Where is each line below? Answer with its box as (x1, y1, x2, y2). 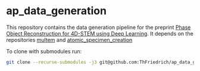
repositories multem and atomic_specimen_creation (6, 36, 133, 43)
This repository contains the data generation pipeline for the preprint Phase (6, 24, 191, 31)
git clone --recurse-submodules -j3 (6, 59, 97, 65)
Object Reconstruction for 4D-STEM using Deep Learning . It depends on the (6, 30, 193, 37)
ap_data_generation (6, 4, 107, 18)
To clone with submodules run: (6, 47, 82, 54)
